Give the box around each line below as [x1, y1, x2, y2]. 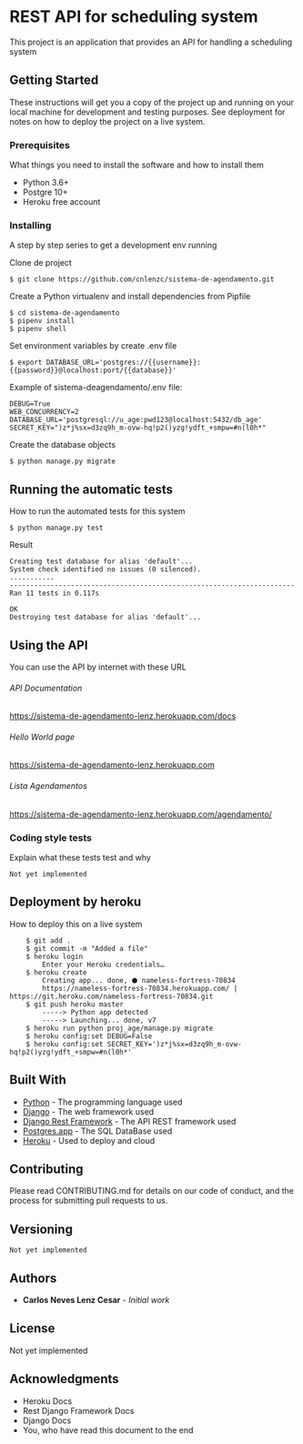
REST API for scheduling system [9, 6, 258, 27]
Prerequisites [9, 138, 70, 151]
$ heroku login [25, 952, 84, 961]
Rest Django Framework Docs [22, 1405, 135, 1416]
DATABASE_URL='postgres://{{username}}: [45, 358, 202, 368]
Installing [9, 218, 52, 231]
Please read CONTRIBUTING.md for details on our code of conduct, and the [9, 1186, 294, 1197]
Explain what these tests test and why [9, 852, 152, 863]
